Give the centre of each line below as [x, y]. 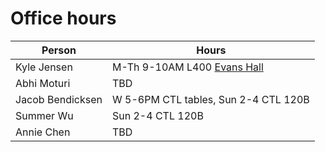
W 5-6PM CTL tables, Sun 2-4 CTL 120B [211, 99]
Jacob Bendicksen [59, 99]
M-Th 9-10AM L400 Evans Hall [188, 67]
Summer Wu [44, 115]
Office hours [63, 18]
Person [59, 50]
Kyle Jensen [44, 67]
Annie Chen [43, 132]
